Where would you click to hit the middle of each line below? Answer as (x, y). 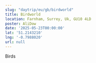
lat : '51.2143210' (24, 33)
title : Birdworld (23, 14)
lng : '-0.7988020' (24, 38)
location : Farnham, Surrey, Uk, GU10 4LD (48, 19)
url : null (15, 42)
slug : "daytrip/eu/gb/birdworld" (39, 10)
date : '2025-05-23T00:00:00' (35, 28)
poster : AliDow (21, 24)
